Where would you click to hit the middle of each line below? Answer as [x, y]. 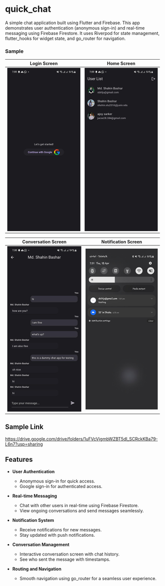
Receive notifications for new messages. [61, 530]
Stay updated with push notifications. [57, 535]
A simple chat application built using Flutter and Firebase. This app [72, 23]
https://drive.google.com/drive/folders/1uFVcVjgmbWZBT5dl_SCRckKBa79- [82, 439]
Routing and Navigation [37, 569]
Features [19, 460]
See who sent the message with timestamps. [65, 559]
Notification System [33, 520]
